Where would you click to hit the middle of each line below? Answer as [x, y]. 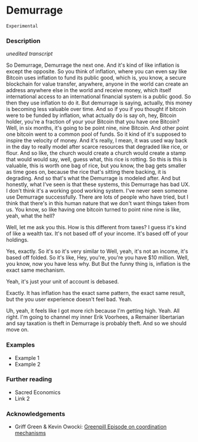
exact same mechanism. [36, 270]
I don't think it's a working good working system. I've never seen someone [97, 191]
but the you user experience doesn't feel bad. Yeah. [69, 300]
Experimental [22, 26]
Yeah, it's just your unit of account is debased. [63, 282]
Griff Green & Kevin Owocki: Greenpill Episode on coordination [91, 427]
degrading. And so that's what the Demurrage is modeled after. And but [93, 178]
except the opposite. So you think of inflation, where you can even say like [97, 71]
